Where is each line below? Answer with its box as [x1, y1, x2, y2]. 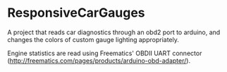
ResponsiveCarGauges [7, 5, 146, 21]
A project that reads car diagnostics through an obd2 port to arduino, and [7, 28, 221, 36]
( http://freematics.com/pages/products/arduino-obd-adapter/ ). [7, 56, 191, 64]
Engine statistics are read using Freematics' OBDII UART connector [7, 49, 202, 57]
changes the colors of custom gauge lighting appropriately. [7, 35, 180, 43]
